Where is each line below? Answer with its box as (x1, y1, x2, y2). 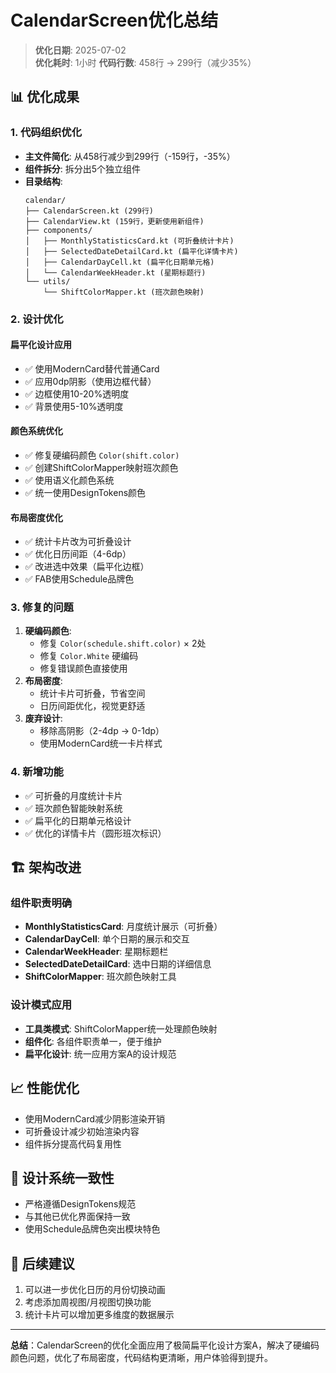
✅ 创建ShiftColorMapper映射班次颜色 (24, 461, 179, 473)
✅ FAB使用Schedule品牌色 (24, 573, 135, 585)
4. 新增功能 (10, 765, 64, 779)
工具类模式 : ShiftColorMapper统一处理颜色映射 (24, 1022, 218, 1035)
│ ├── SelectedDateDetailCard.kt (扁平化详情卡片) (24, 246, 239, 256)
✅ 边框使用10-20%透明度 (24, 387, 130, 400)
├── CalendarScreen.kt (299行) (24, 206, 154, 216)
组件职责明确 (10, 896, 73, 910)
